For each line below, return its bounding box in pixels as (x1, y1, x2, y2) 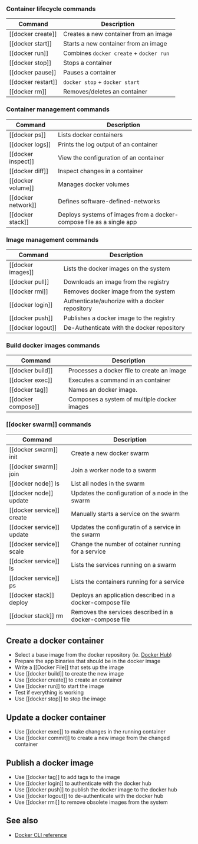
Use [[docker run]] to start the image (14, 683, 104, 690)
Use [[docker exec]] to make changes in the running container (14, 728, 166, 735)
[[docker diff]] (9, 167, 49, 175)
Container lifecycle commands (6, 5, 96, 13)
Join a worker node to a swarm (71, 466, 157, 475)
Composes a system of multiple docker (68, 395, 177, 404)
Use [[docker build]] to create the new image (14, 670, 124, 677)
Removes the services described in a (71, 608, 173, 616)
